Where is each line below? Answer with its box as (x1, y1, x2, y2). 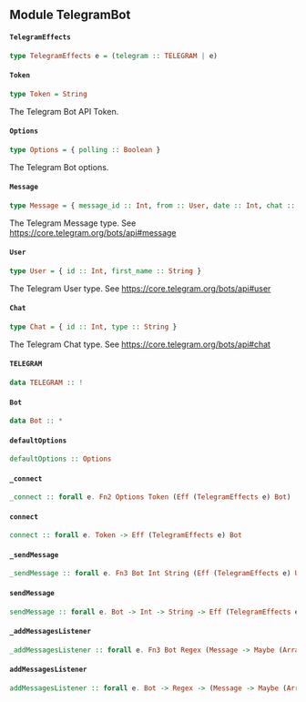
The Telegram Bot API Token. (9, 106, 119, 117)
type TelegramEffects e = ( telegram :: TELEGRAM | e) (9, 51, 219, 60)
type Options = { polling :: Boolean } (9, 145, 161, 154)
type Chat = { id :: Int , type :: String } (9, 322, 178, 331)
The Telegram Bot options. (9, 161, 109, 172)
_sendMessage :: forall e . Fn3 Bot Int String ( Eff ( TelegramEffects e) (9, 569, 291, 578)
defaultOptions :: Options (9, 454, 112, 463)
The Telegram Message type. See (9, 218, 137, 229)
